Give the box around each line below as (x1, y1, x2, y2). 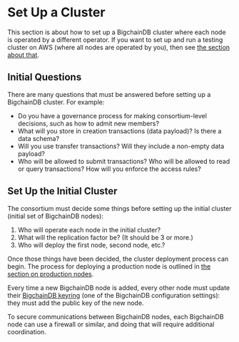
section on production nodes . (7, 269, 94, 278)
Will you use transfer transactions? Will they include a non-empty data (17, 142, 225, 150)
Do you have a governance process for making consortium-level (17, 111, 207, 120)
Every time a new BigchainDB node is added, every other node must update (7, 283, 230, 292)
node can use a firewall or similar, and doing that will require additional (7, 320, 215, 328)
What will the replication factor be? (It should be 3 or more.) (17, 233, 194, 242)
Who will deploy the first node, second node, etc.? (17, 240, 166, 249)
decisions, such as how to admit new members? (17, 119, 159, 128)
